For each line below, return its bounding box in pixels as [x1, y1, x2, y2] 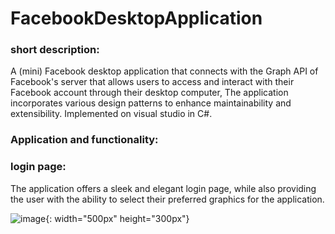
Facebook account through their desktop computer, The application [10, 87, 289, 99]
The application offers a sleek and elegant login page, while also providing [10, 182, 317, 194]
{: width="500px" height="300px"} [45, 212, 190, 224]
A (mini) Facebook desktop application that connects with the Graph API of [10, 65, 319, 77]
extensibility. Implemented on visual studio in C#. [10, 108, 213, 120]
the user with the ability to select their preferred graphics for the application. [10, 193, 325, 205]
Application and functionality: [10, 133, 159, 147]
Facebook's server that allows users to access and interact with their [10, 76, 295, 88]
